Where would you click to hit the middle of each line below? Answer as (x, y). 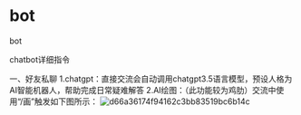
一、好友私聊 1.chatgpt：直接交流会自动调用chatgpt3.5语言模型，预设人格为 (151, 79)
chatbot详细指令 (40, 59)
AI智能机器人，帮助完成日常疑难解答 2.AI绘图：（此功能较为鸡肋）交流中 (143, 90)
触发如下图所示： (67, 101)
